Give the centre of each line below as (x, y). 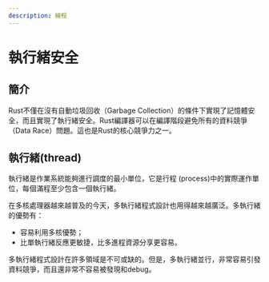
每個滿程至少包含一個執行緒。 (71, 189)
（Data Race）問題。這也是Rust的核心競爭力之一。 (92, 130)
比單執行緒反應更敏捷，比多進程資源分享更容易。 (100, 242)
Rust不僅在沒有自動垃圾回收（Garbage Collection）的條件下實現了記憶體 (128, 110)
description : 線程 (38, 16)
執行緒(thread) (45, 158)
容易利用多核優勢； (52, 232)
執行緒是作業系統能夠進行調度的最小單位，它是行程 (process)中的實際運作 (130, 179)
